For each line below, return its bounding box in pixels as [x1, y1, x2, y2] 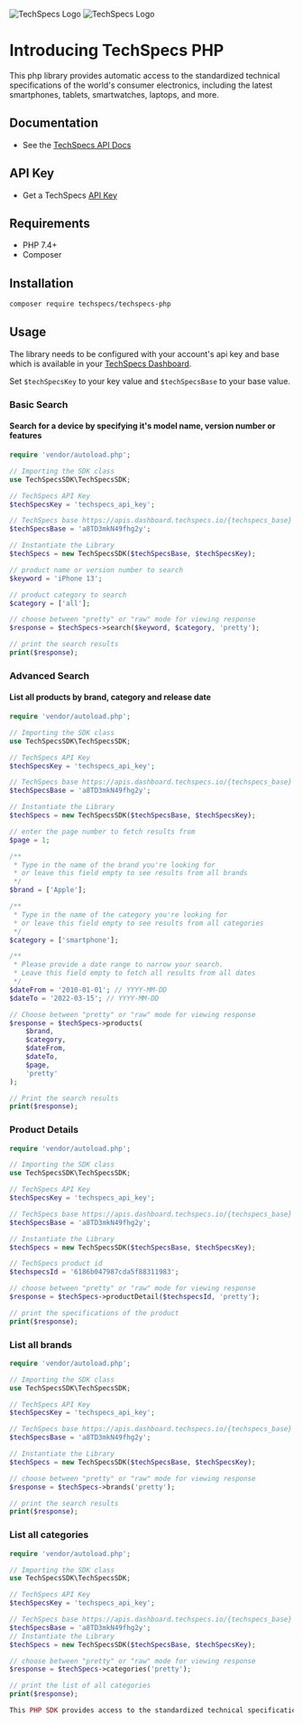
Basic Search [9, 398, 69, 410]
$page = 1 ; [9, 835, 50, 844]
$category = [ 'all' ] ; [9, 598, 91, 608]
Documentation [9, 116, 99, 131]
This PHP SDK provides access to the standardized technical [9, 1706, 244, 1715]
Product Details [9, 1124, 79, 1136]
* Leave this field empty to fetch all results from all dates [13, 968, 256, 978]
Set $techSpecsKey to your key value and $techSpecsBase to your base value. [9, 375, 291, 386]
